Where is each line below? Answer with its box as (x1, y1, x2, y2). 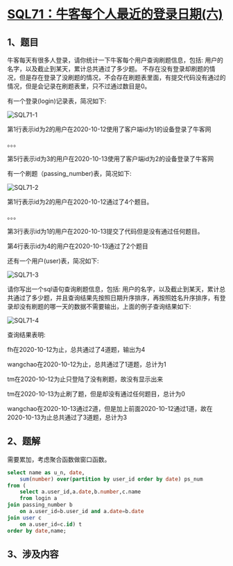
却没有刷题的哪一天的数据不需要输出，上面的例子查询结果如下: (12, 302, 192, 310)
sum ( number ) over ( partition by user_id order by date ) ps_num (19, 476, 203, 483)
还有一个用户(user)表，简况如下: (7, 257, 99, 265)
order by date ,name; (7, 527, 67, 534)
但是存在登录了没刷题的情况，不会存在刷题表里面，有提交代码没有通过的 (19, 74, 226, 81)
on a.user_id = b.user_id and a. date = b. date (19, 508, 144, 515)
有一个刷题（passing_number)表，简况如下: (7, 170, 132, 177)
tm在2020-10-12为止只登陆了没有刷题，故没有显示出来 (7, 375, 164, 383)
